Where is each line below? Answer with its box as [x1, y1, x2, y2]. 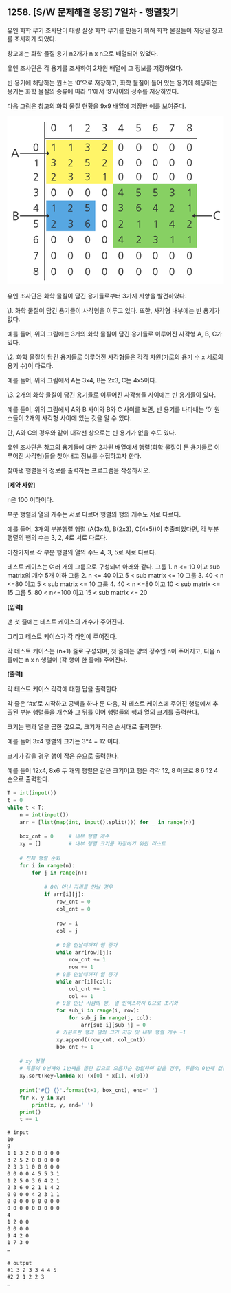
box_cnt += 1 [56, 1043, 94, 1050]
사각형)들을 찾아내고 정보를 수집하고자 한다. [25, 452, 142, 460]
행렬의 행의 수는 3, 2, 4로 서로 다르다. [7, 534, 108, 542]
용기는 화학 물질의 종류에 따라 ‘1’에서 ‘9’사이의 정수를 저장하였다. [7, 87, 179, 95]
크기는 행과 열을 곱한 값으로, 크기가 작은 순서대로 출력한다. [7, 723, 163, 731]
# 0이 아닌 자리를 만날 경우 [43, 884, 113, 891]
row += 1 [68, 964, 94, 971]
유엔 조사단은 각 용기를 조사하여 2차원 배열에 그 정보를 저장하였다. [7, 64, 184, 72]
